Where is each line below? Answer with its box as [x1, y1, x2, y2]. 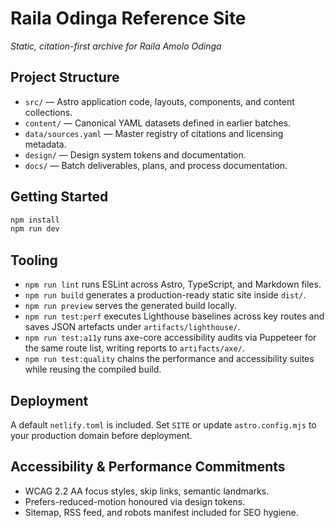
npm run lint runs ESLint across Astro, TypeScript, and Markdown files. [24, 278, 322, 291]
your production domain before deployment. [10, 429, 193, 441]
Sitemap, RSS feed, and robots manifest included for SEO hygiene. [24, 506, 299, 518]
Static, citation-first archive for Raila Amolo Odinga [10, 40, 222, 52]
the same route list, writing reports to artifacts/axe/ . [24, 342, 245, 354]
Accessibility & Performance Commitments [10, 458, 286, 476]
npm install [10, 215, 60, 225]
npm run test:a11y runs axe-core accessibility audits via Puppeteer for [24, 332, 317, 344]
